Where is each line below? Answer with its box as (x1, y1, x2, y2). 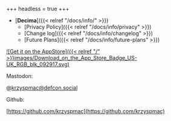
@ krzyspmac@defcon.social (6, 84, 78, 91)
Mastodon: (6, 73, 33, 79)
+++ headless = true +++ (6, 5, 69, 12)
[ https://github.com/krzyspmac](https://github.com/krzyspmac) (6, 108, 165, 114)
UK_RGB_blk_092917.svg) (6, 60, 69, 68)
